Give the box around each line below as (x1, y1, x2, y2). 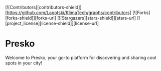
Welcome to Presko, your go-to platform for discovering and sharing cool (5, 54, 156, 60)
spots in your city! (5, 60, 43, 66)
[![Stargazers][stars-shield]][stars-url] (57, 15, 136, 21)
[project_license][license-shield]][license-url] (5, 20, 99, 26)
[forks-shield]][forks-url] (5, 15, 57, 21)
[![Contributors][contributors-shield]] (5, 5, 82, 10)
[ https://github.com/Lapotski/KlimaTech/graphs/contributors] (5, 10, 132, 16)
